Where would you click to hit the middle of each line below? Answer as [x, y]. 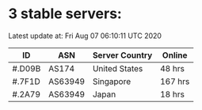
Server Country [122, 55]
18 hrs [172, 94]
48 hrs [172, 68]
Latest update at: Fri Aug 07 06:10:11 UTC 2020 [85, 36]
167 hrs [175, 82]
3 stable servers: [65, 14]
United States [118, 68]
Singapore [112, 82]
